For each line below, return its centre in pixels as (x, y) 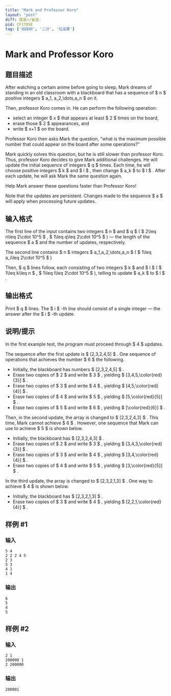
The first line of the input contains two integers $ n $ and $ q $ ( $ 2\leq (81, 231)
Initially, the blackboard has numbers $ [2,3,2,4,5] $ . (68, 369)
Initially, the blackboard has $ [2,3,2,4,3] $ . (58, 438)
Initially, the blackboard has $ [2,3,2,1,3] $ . (58, 496)
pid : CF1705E (19, 24)
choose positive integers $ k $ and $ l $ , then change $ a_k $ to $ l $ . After (86, 171)
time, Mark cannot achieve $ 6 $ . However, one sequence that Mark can (82, 423)
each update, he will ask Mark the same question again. (64, 176)
